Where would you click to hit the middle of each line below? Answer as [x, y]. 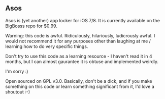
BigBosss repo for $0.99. [31, 26]
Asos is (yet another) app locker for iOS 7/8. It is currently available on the [82, 20]
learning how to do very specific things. [47, 46]
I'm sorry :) [17, 71]
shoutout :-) [18, 92]
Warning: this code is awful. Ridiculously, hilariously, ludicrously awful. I [80, 35]
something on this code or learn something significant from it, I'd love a [80, 86]
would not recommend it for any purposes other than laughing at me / [78, 41]
